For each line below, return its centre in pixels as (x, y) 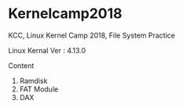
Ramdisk (33, 81)
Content (21, 65)
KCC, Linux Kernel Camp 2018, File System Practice (91, 35)
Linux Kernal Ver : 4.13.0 (47, 50)
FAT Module (39, 89)
